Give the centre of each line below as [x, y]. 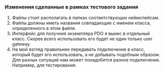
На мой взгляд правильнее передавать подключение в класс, [78, 49]
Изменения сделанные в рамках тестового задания [71, 7]
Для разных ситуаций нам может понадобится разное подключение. [86, 60]
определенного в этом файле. [44, 28]
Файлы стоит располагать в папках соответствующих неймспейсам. [85, 18]
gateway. [21, 44]
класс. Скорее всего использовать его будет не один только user [82, 39]
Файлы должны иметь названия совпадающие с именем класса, [81, 23]
